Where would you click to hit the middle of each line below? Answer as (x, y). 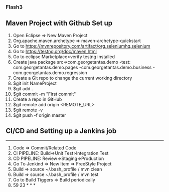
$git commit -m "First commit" (44, 94)
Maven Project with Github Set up (59, 23)
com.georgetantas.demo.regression (50, 72)
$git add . (23, 88)
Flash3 (14, 7)
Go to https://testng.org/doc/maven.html (55, 51)
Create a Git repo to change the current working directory (72, 78)
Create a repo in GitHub (37, 99)
